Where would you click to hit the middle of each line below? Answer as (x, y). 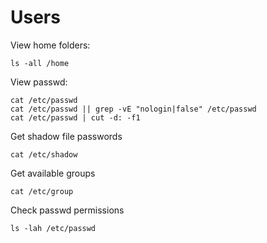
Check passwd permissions (67, 210)
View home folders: (50, 45)
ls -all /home (40, 63)
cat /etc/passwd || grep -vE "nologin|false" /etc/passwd (133, 109)
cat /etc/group (42, 191)
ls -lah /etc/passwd (53, 228)
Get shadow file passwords (66, 136)
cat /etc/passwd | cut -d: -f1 (75, 117)
